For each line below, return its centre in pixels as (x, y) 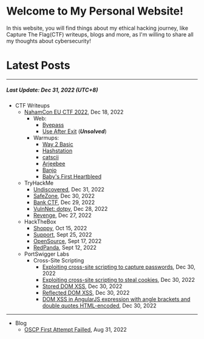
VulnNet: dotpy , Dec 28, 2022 (70, 208)
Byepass (53, 125)
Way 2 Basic (58, 144)
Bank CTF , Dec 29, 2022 (64, 202)
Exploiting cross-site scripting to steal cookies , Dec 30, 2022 (119, 279)
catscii (50, 157)
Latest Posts (38, 66)
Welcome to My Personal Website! (95, 11)
